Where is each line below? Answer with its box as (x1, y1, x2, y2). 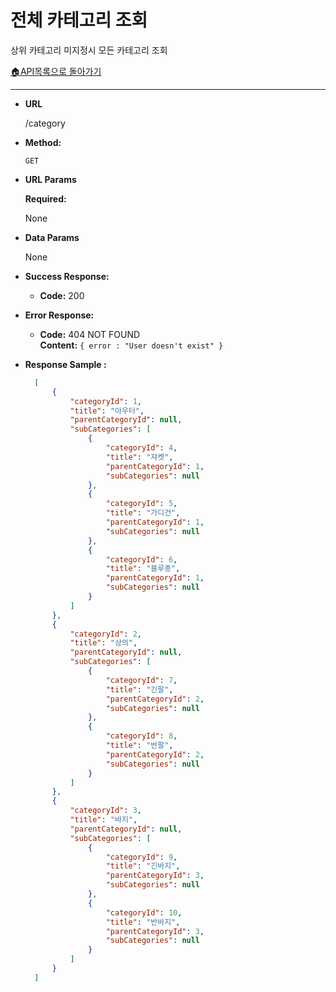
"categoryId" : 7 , (105, 675, 178, 685)
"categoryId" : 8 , (105, 731, 178, 741)
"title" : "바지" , (69, 815, 138, 825)
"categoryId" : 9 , (105, 852, 178, 862)
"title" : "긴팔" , (105, 684, 174, 695)
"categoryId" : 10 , (105, 907, 183, 918)
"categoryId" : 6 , (105, 554, 178, 565)
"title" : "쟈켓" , (105, 452, 174, 462)
